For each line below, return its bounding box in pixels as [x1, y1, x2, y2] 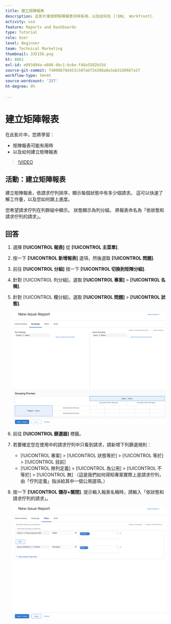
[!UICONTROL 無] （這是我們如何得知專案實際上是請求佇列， [36, 471, 164, 478]
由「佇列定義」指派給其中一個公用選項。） [20, 478, 108, 484]
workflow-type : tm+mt [5, 73, 52, 78]
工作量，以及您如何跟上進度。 [9, 196, 72, 202]
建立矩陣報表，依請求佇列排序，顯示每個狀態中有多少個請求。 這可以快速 [5, 189, 159, 196]
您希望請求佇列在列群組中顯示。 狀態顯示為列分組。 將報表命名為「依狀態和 [5, 207, 164, 213]
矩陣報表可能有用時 [12, 142, 54, 148]
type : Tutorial [5, 30, 38, 35]
